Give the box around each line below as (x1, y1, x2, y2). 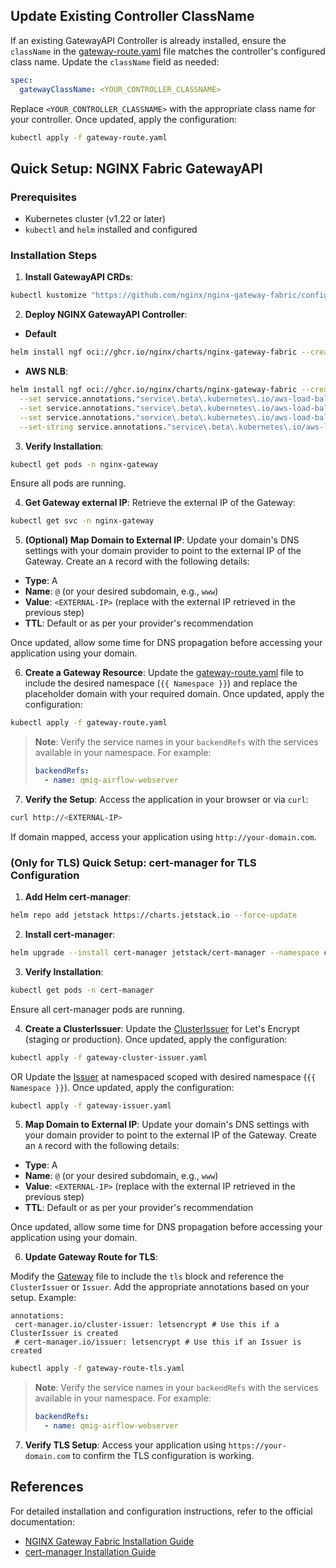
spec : (10, 75, 33, 85)
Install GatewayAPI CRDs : (24, 271, 133, 283)
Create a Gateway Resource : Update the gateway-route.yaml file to (24, 667, 305, 679)
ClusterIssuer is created (10, 1329, 118, 1339)
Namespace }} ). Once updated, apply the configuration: (10, 1081, 235, 1093)
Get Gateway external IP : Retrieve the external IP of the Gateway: (24, 497, 296, 509)
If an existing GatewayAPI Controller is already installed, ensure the (10, 34, 287, 46)
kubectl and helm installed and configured (24, 224, 198, 236)
